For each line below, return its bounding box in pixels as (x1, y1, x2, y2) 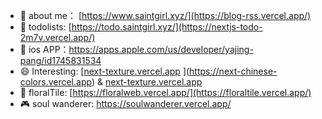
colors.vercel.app (19, 76, 92, 88)
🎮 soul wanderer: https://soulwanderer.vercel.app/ (19, 98, 232, 109)
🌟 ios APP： (19, 44, 70, 55)
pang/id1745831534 (19, 55, 102, 66)
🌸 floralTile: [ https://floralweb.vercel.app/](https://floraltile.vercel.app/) (19, 87, 312, 98)
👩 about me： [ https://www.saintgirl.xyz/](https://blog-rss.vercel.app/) (19, 10, 312, 21)
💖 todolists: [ (19, 21, 72, 33)
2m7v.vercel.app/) (19, 32, 96, 43)
